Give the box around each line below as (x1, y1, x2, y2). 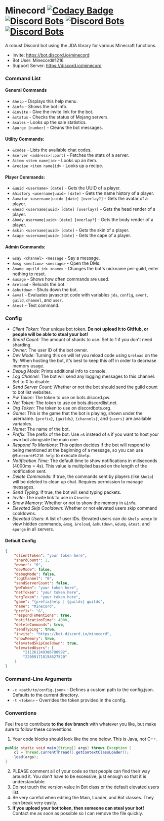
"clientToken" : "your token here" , (14, 553, 87, 558)
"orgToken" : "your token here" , (14, 594, 81, 599)
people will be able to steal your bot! (12, 331, 88, 337)
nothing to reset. (12, 271, 46, 277)
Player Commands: (5, 174, 45, 180)
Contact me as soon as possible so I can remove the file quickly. (12, 811, 143, 817)
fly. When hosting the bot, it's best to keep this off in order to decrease (12, 357, 157, 363)
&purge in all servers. (12, 526, 54, 532)
